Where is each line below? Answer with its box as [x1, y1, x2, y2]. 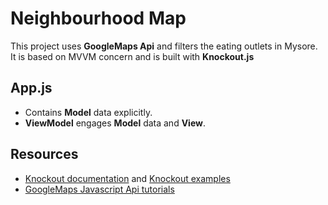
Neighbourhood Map [10, 7, 187, 30]
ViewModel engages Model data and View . [24, 117, 206, 129]
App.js [10, 80, 53, 97]
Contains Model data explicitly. [24, 106, 153, 118]
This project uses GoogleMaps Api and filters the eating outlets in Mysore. [10, 40, 318, 52]
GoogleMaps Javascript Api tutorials [24, 183, 175, 195]
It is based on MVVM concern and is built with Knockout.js [10, 50, 255, 62]
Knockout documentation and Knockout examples [24, 172, 231, 184]
